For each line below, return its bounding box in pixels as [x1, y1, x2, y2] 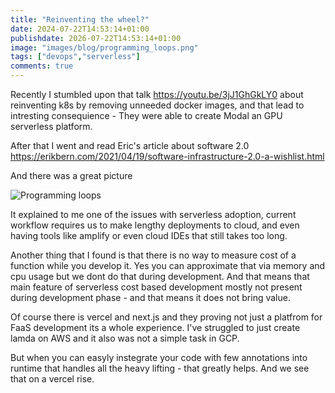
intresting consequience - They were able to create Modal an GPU [10, 110, 283, 121]
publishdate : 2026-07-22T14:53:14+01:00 [10, 33, 182, 43]
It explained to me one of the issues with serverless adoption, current [10, 209, 297, 220]
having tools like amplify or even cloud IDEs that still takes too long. [10, 230, 288, 241]
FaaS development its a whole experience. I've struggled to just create [10, 322, 301, 333]
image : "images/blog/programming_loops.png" [10, 42, 199, 53]
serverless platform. [10, 121, 93, 132]
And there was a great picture [10, 170, 133, 181]
